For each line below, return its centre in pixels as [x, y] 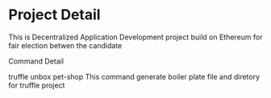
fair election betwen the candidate [65, 45]
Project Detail [54, 15]
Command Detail [36, 61]
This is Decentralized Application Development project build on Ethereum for [135, 37]
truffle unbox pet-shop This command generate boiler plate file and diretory [134, 76]
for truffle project [37, 85]
